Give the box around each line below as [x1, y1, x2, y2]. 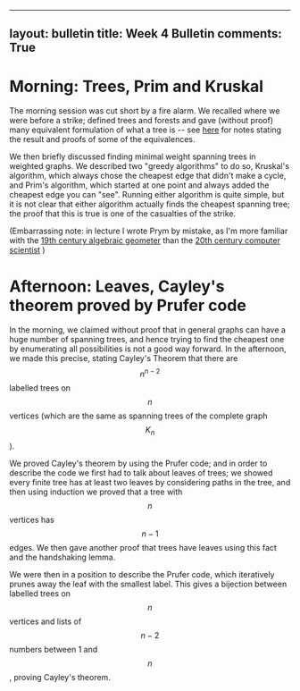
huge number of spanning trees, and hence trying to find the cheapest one [9, 334, 285, 345]
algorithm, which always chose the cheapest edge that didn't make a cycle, [9, 171, 287, 181]
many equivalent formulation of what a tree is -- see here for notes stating [9, 124, 282, 135]
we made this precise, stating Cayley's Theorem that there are [9, 353, 238, 364]
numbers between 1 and [9, 644, 98, 654]
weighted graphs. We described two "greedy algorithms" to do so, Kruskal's [9, 161, 290, 172]
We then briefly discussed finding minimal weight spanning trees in [9, 151, 256, 162]
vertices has [9, 514, 55, 525]
